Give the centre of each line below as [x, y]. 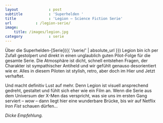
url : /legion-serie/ [38, 23]
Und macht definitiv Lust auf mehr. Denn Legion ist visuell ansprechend [77, 85]
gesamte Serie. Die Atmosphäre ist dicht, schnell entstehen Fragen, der [76, 61]
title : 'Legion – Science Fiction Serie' [64, 18]
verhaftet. [15, 76]
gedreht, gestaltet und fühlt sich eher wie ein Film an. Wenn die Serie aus [78, 91]
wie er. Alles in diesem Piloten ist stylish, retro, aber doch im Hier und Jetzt [80, 71]
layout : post [34, 9]
